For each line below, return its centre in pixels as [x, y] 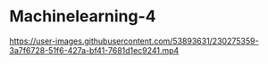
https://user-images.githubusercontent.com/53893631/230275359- [134, 41]
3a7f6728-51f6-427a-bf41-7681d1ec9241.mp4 [94, 50]
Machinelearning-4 [83, 16]
